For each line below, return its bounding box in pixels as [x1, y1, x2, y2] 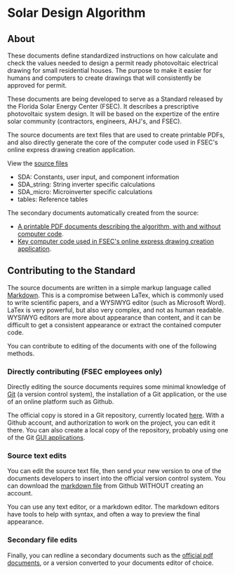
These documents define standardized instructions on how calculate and [7, 51, 218, 60]
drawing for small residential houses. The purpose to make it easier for [7, 67, 212, 74]
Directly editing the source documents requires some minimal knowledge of [7, 383, 227, 391]
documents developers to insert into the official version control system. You [7, 474, 226, 483]
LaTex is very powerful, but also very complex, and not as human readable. [7, 306, 224, 314]
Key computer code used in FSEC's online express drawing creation [17, 237, 215, 245]
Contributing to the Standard [7, 265, 135, 277]
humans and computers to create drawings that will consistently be [7, 74, 201, 82]
